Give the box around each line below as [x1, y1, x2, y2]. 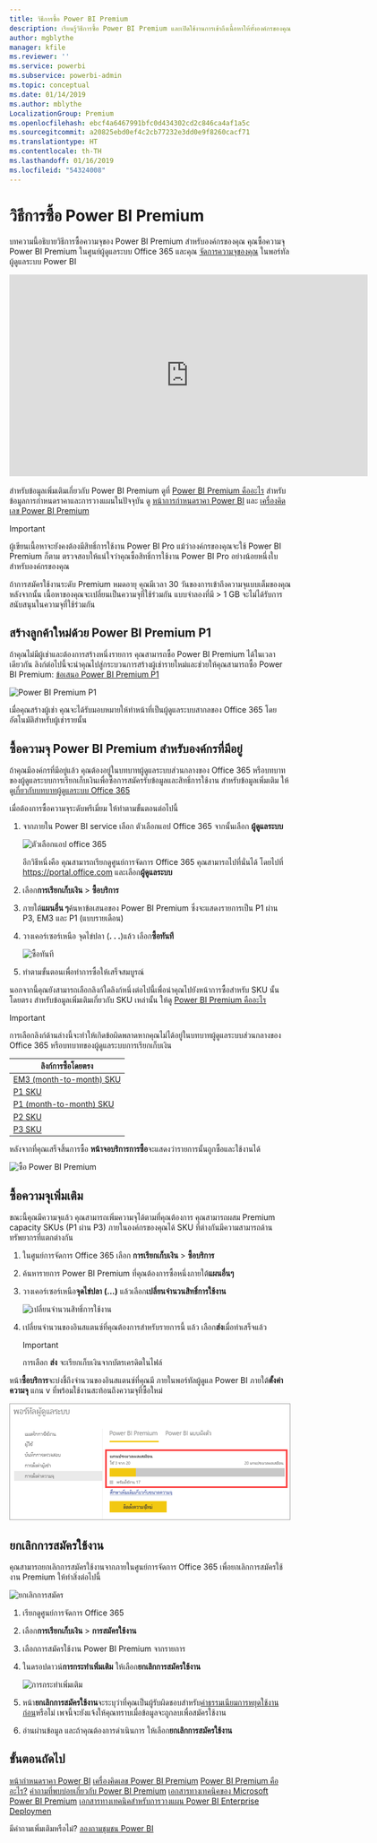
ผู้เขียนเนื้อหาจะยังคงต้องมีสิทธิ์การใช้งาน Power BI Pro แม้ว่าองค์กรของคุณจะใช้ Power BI [9, 541, 282, 551]
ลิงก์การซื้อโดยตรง [40, 1060, 94, 1071]
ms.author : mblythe [9, 100, 82, 108]
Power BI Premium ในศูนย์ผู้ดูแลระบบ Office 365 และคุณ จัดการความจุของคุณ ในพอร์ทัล [9, 246, 289, 256]
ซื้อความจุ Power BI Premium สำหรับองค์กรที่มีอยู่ [9, 740, 244, 757]
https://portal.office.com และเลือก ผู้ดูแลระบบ [21, 867, 173, 878]
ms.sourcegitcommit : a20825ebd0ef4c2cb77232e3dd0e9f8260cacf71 [9, 128, 251, 137]
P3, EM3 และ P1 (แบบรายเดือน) [21, 913, 124, 923]
